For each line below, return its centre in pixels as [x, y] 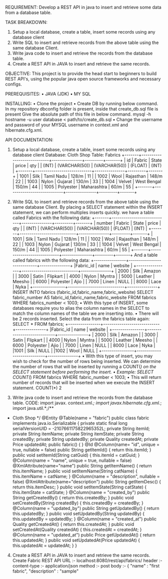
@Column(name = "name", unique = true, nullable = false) [72, 460]
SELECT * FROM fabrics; [38, 324]
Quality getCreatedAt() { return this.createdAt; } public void [73, 524]
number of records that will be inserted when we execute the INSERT [83, 383]
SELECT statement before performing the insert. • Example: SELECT [83, 372]
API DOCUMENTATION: [29, 140]
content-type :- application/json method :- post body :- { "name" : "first [86, 566]
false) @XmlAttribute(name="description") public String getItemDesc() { [87, 482]
